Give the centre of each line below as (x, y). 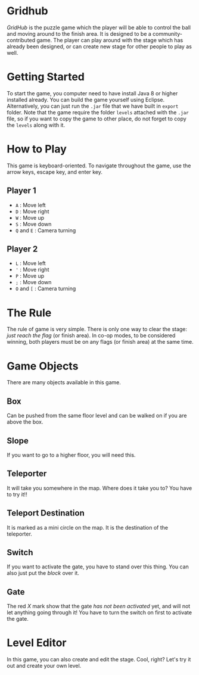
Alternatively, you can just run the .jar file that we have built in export (93, 106)
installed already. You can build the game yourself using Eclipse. (86, 99)
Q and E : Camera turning (46, 230)
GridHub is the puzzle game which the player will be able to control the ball (99, 27)
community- (167, 33)
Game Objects (43, 366)
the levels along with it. (36, 125)
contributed (21, 40)
